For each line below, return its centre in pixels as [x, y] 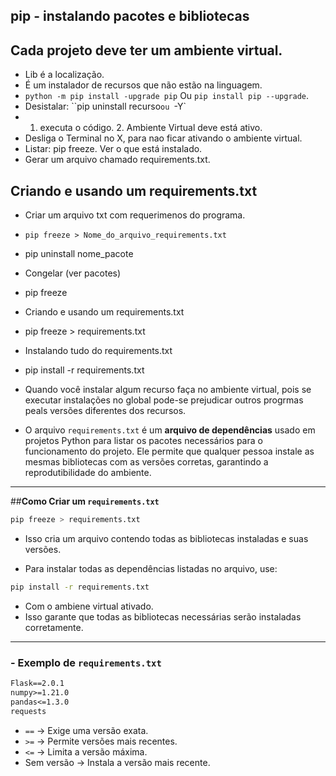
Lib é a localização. [64, 75]
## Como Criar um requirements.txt [85, 501]
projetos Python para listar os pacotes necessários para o [143, 441]
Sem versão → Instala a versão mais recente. [117, 762]
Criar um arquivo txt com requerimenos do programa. [135, 215]
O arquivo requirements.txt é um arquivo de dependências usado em [170, 430]
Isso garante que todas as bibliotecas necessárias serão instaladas [163, 616]
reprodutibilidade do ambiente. [88, 473]
